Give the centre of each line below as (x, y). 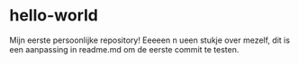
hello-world (54, 16)
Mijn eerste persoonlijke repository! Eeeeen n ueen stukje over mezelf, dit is (150, 40)
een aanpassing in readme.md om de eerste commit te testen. (124, 49)
